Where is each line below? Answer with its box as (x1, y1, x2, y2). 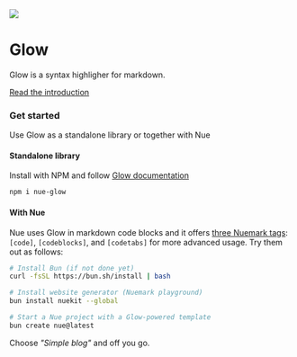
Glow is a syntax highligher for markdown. (9, 69, 166, 80)
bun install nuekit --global (9, 297, 119, 306)
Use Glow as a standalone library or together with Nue (9, 129, 211, 140)
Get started (9, 109, 60, 121)
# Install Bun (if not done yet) (9, 263, 135, 272)
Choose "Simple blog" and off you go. (9, 337, 150, 348)
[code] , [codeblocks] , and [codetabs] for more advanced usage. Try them (9, 237, 283, 247)
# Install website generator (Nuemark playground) (9, 288, 203, 298)
